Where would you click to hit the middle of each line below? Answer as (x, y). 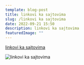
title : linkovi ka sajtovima (35, 14)
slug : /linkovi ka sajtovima (35, 19)
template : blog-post (27, 10)
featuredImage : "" (24, 33)
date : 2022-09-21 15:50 (30, 24)
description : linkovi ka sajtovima (42, 28)
